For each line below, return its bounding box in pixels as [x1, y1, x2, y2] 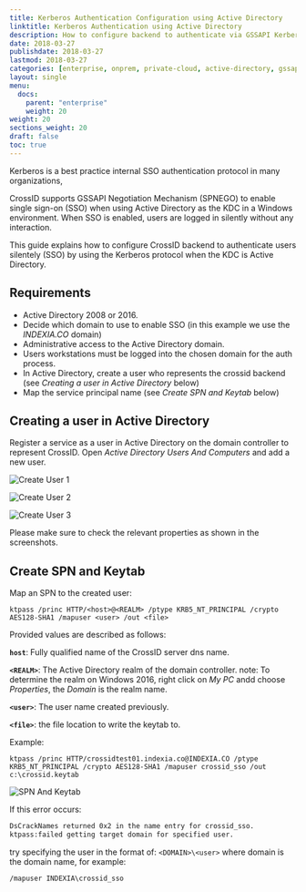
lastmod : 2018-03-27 [9, 56, 88, 65]
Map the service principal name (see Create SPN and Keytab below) [22, 386, 280, 397]
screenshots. [9, 537, 58, 548]
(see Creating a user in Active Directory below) [22, 377, 200, 388]
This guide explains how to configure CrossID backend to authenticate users [9, 239, 297, 251]
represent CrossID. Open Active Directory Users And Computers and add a [9, 447, 290, 458]
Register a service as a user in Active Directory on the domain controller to [9, 437, 290, 448]
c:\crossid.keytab [9, 771, 79, 780]
